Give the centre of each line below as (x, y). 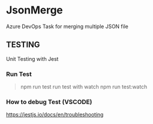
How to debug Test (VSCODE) (49, 102)
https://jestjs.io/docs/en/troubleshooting (55, 115)
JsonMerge (35, 10)
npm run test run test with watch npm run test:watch (84, 87)
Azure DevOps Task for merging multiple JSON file (67, 26)
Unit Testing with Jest (32, 58)
